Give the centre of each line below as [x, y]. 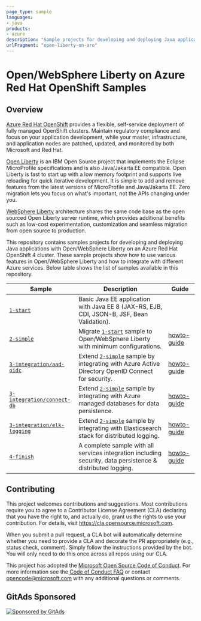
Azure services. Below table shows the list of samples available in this [92, 267]
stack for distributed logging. [119, 435]
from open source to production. [46, 230]
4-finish [22, 456]
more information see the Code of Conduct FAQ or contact [78, 572]
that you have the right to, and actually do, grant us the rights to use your [96, 516]
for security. [95, 378]
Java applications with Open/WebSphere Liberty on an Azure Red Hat [92, 248]
